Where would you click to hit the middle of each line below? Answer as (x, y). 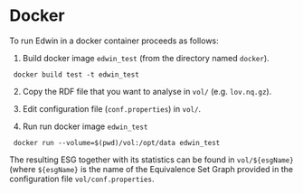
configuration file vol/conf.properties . (82, 179)
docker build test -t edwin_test (76, 74)
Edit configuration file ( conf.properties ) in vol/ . (112, 108)
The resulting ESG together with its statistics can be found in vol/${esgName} (151, 160)
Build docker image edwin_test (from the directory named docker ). (146, 58)
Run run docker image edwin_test (85, 126)
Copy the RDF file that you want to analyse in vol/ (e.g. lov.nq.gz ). (147, 91)
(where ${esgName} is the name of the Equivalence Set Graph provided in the (151, 169)
